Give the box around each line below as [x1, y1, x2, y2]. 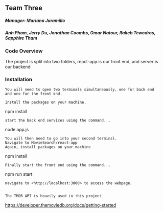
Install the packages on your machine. [5, 100, 87, 105]
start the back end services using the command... [5, 118, 111, 123]
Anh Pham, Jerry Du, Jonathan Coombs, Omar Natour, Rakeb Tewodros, [5, 30, 156, 36]
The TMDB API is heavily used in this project [5, 193, 102, 199]
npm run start [5, 171, 33, 177]
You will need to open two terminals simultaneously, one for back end [5, 87, 154, 92]
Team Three [5, 4, 43, 12]
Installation [5, 76, 33, 83]
